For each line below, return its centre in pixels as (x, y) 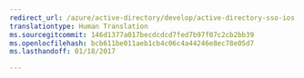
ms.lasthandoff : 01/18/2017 (63, 52)
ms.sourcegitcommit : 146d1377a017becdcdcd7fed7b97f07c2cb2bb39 (132, 34)
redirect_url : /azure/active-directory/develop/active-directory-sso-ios (152, 18)
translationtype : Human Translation (79, 26)
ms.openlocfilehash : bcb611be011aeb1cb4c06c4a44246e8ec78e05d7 (132, 43)
